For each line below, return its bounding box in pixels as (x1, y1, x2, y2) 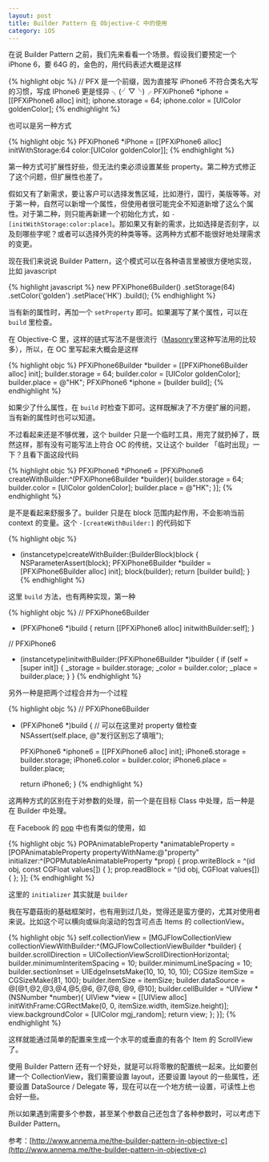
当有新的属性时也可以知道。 (8, 412, 100, 422)
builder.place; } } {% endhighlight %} (19, 672, 142, 681)
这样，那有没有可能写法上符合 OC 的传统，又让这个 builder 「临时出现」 (14, 440, 254, 449)
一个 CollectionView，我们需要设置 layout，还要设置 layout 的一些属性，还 (14, 1072, 260, 1082)
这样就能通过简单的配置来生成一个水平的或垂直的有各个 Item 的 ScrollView (8, 1034, 254, 1044)
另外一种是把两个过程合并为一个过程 (8, 688, 128, 698)
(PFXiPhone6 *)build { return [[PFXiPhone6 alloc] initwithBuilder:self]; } (19, 624, 255, 633)
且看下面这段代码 (22, 450, 78, 460)
